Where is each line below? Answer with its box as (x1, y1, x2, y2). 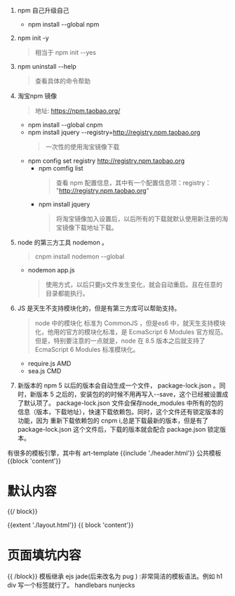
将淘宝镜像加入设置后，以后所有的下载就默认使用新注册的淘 (55, 215, 229, 223)
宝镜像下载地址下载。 (55, 223, 118, 232)
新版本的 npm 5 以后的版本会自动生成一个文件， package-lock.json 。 (17, 381, 220, 390)
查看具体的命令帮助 (34, 77, 91, 85)
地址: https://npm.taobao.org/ (34, 107, 121, 114)
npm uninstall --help (17, 62, 76, 70)
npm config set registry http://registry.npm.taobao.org (27, 157, 185, 165)
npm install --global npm (27, 20, 100, 28)
